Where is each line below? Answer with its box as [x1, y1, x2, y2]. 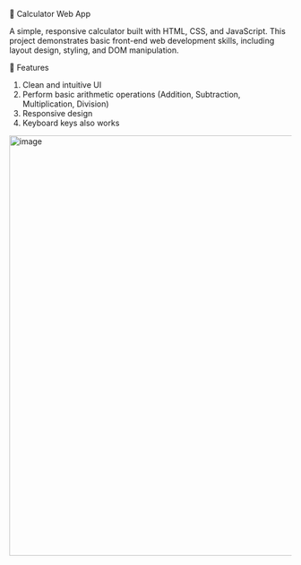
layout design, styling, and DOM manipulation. [9, 45, 179, 56]
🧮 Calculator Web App [9, 9, 91, 19]
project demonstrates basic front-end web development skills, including [9, 36, 275, 46]
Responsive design [21, 108, 93, 118]
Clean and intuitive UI [21, 80, 102, 90]
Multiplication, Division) [21, 98, 109, 109]
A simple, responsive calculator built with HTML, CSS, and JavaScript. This [9, 26, 287, 36]
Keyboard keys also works [21, 117, 120, 128]
